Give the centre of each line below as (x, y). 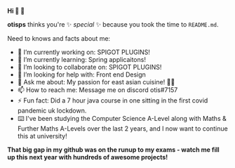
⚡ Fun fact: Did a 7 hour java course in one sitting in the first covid (113, 101)
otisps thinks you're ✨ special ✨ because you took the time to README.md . (113, 24)
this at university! (42, 136)
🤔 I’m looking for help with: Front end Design (81, 75)
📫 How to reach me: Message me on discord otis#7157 (98, 90)
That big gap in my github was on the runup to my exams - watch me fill (113, 150)
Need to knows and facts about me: (59, 38)
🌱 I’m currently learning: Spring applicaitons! (81, 59)
